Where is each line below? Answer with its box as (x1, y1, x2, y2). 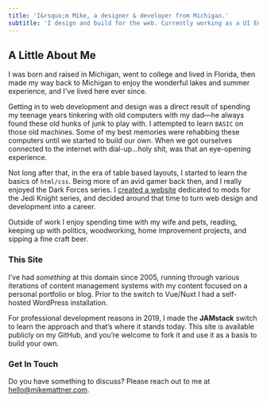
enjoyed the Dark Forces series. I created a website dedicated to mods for (8, 185, 251, 195)
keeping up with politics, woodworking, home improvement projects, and (8, 226, 246, 236)
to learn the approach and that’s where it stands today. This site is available (8, 322, 254, 331)
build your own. (8, 338, 60, 348)
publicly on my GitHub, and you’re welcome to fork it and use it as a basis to (8, 330, 257, 339)
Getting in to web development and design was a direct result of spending (8, 102, 250, 111)
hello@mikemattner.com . (8, 384, 90, 394)
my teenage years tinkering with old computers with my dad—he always (8, 111, 245, 120)
